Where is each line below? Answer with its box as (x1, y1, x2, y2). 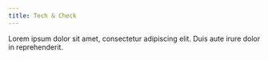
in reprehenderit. (8, 42, 64, 52)
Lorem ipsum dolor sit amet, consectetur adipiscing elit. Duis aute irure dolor (8, 34, 261, 43)
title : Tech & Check (8, 11, 78, 20)
